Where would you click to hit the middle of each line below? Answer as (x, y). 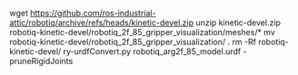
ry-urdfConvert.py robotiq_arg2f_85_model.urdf (152, 52)
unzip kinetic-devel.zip (238, 23)
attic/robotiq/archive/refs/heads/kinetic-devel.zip (102, 23)
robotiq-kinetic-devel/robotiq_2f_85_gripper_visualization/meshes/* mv (142, 32)
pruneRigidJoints (41, 61)
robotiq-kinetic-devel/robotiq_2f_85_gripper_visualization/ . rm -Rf (133, 42)
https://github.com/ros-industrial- (93, 13)
